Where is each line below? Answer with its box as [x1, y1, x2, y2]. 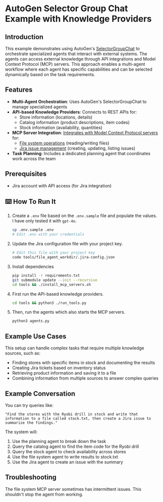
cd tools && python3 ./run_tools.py [12, 301, 87, 305]
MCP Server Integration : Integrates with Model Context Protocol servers [12, 130, 158, 136]
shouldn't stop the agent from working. [5, 491, 84, 497]
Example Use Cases [5, 332, 67, 341]
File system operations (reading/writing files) [19, 140, 109, 146]
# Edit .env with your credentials [12, 232, 85, 237]
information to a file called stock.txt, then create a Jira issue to [5, 416, 151, 421]
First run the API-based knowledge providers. [12, 291, 104, 297]
